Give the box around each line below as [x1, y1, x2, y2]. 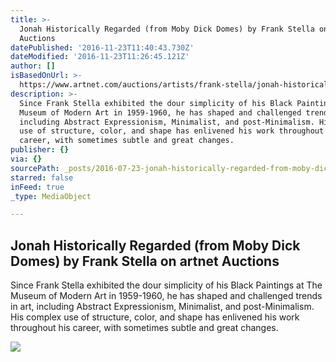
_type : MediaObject [10, 191, 92, 201]
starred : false [10, 172, 74, 183]
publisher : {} [10, 145, 70, 155]
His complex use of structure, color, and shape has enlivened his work [10, 311, 300, 323]
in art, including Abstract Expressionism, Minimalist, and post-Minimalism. [10, 301, 315, 313]
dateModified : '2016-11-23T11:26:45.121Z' [10, 52, 190, 62]
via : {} [10, 154, 43, 164]
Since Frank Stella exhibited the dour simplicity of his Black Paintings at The [10, 279, 323, 291]
